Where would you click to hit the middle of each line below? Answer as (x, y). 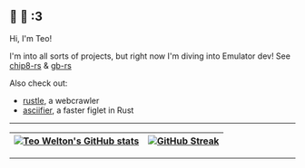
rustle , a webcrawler (61, 100)
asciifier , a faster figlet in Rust (78, 110)
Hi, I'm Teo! (31, 38)
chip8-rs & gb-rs (41, 65)
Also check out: (39, 83)
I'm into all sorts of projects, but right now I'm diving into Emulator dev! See (150, 56)
